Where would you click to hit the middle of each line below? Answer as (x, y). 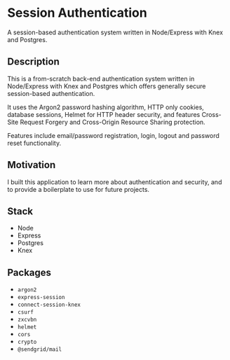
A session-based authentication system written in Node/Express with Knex (115, 32)
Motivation (32, 165)
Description (33, 62)
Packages (29, 272)
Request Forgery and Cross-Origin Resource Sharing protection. (113, 122)
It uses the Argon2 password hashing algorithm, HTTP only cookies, (106, 107)
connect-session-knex (49, 305)
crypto (27, 342)
